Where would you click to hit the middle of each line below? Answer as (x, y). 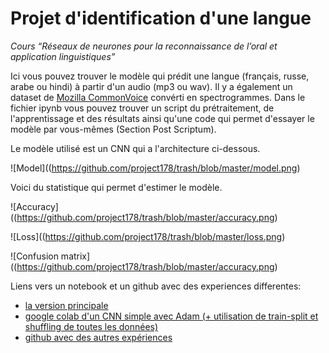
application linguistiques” (63, 56)
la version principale (66, 305)
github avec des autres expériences (98, 337)
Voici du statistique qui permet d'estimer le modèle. (116, 187)
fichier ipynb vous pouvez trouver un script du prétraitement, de (142, 108)
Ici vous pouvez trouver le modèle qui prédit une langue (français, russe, (160, 76)
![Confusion (34, 256)
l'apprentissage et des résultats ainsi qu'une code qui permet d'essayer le (162, 118)
